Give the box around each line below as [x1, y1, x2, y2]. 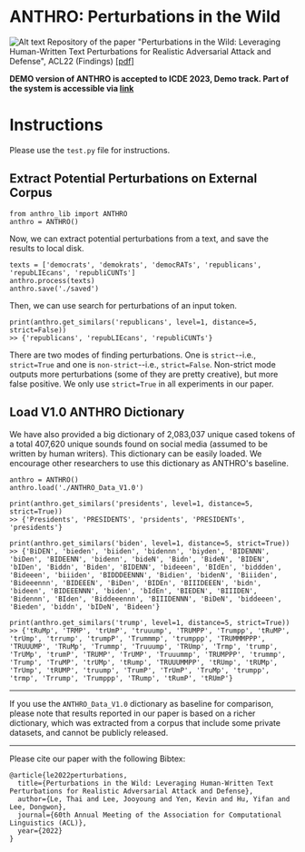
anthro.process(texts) [9, 276, 95, 285]
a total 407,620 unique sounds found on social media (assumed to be [9, 438, 268, 449]
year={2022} [17, 826, 64, 836]
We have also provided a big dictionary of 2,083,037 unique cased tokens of [9, 428, 296, 439]
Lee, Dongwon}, [9, 802, 67, 811]
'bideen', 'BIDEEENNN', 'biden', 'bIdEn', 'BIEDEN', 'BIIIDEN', [9, 586, 258, 595]
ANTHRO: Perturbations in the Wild [9, 6, 281, 27]
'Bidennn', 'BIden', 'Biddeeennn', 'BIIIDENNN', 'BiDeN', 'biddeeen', [9, 594, 282, 603]
